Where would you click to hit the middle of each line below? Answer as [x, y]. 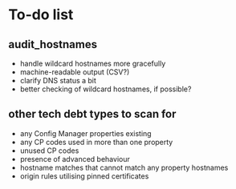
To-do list [41, 15]
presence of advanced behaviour [75, 159]
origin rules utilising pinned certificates [84, 176]
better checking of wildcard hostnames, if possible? [106, 89]
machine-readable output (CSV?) [75, 72]
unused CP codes [49, 151]
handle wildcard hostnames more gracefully [93, 63]
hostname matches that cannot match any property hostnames [124, 167]
